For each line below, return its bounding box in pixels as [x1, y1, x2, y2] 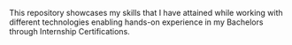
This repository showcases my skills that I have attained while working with [9, 8, 283, 18]
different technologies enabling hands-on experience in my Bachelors [9, 17, 264, 27]
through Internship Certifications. [9, 26, 130, 36]
